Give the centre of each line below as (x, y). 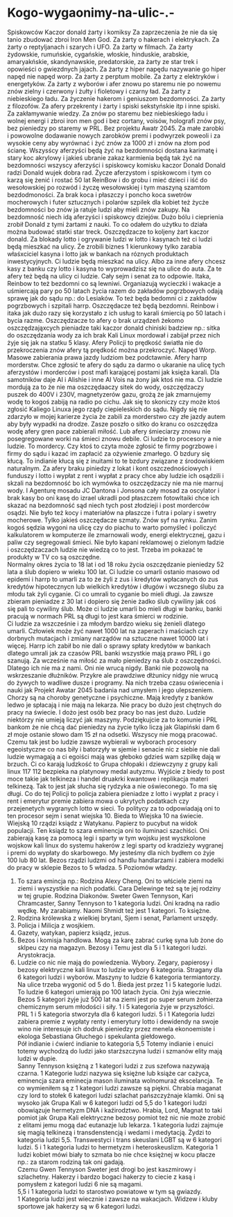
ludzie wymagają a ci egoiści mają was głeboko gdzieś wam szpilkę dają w (114, 756)
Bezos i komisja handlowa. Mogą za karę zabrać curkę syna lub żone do (120, 940)
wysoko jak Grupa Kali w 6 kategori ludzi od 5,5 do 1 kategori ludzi (112, 1103)
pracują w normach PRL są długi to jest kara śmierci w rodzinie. (98, 616)
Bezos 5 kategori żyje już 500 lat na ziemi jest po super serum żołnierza (120, 999)
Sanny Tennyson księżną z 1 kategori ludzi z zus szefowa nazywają (113, 1065)
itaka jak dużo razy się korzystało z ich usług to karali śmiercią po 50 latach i (116, 313)
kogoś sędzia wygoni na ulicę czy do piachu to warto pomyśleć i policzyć (112, 527)
